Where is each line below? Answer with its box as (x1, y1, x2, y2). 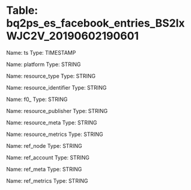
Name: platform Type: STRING (6, 61, 81, 68)
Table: (6, 4, 38, 17)
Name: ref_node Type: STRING (6, 142, 82, 149)
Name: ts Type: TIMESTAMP (6, 49, 76, 56)
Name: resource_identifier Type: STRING (6, 84, 107, 91)
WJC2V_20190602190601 (6, 29, 139, 43)
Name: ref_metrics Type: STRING (6, 177, 88, 184)
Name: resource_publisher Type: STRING (6, 107, 108, 114)
